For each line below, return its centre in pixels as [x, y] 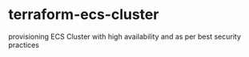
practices [24, 44]
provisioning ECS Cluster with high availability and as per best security [125, 36]
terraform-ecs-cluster [84, 15]
